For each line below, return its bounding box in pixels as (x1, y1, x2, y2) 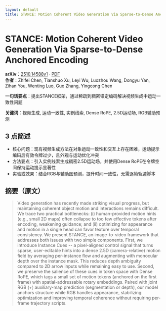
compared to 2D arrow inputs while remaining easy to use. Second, (17, 263, 155, 269)
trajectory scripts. (30, 300, 67, 306)
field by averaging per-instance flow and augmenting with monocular (17, 253, 158, 259)
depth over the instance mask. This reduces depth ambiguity (17, 258, 141, 264)
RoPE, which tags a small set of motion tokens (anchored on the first (17, 274, 157, 280)
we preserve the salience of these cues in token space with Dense (17, 268, 153, 275)
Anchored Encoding (5, 54, 89, 65)
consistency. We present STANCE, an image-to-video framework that (17, 232, 159, 238)
